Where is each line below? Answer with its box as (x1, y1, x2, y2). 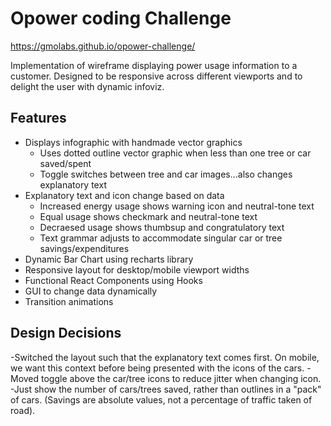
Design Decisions (10, 325, 122, 342)
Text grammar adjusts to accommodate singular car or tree (39, 232, 283, 244)
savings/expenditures (39, 242, 130, 254)
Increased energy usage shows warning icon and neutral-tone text (39, 200, 315, 212)
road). (10, 404, 36, 416)
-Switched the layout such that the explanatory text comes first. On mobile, (10, 351, 320, 363)
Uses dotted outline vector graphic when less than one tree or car (39, 147, 312, 159)
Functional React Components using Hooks (24, 274, 203, 286)
